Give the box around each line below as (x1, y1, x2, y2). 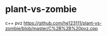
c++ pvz (5, 20, 23, 26)
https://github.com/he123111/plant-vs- (23, 20, 102, 26)
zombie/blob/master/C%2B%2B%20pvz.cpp (5, 25, 98, 31)
